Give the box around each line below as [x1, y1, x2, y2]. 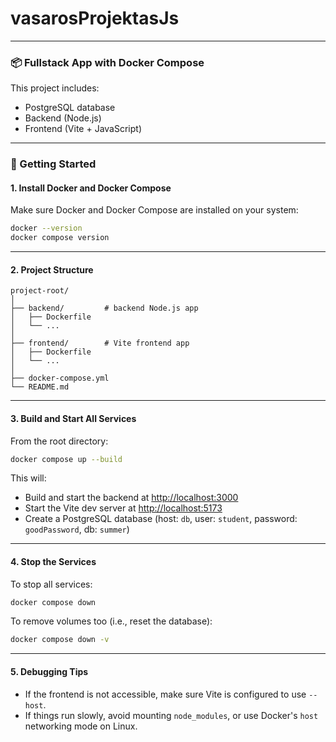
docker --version [10, 223, 83, 234]
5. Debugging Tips [10, 665, 89, 677]
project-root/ [10, 286, 70, 296]
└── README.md [10, 382, 70, 392]
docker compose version [10, 233, 110, 243]
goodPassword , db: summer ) [24, 523, 130, 536]
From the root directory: [10, 435, 109, 447]
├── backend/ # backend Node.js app [10, 303, 199, 314]
